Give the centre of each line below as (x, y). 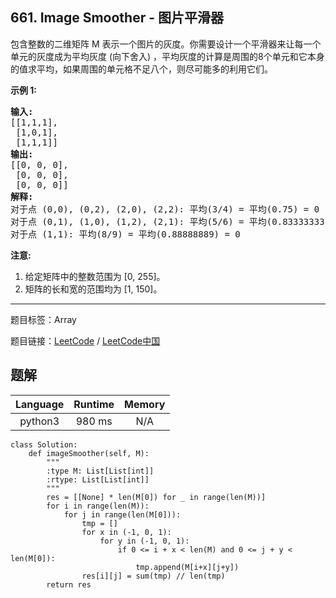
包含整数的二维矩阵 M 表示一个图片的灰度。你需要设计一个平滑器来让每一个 (166, 44)
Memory (145, 404)
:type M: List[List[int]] (100, 471)
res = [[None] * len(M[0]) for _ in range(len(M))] (156, 497)
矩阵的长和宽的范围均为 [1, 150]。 (93, 289)
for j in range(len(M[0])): (122, 514)
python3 (39, 421)
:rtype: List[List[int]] (98, 479)
